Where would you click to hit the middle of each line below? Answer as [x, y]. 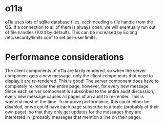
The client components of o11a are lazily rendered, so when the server [76, 71]
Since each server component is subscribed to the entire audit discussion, [80, 91]
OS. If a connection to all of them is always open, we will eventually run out [80, 27]
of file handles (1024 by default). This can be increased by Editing [71, 32]
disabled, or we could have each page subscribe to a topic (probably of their [82, 107]
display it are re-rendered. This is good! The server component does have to [82, 81]
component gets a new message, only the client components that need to [79, 75]
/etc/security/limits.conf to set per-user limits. [51, 37]
